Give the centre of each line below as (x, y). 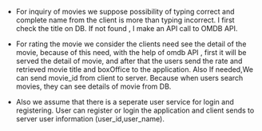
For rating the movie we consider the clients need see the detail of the (131, 44)
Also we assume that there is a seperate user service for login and (125, 102)
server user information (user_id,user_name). (90, 119)
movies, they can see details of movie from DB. (93, 86)
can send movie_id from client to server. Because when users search (129, 78)
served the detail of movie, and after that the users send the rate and (129, 61)
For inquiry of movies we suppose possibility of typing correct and (125, 12)
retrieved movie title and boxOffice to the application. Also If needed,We (135, 69)
